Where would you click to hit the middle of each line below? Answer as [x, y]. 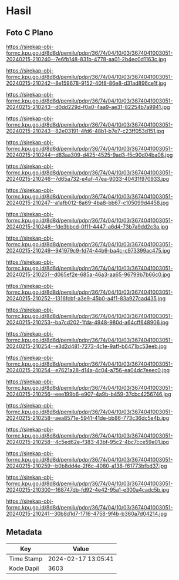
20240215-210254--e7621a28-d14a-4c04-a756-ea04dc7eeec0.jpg [88, 370]
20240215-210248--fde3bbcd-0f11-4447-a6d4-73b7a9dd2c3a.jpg [87, 227]
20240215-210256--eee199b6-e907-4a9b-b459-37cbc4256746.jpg [89, 394]
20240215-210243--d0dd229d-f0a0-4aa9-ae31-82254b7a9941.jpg [88, 107]
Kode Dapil [24, 568]
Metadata [24, 532]
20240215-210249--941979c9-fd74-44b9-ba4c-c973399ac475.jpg [88, 251]
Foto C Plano [30, 33]
